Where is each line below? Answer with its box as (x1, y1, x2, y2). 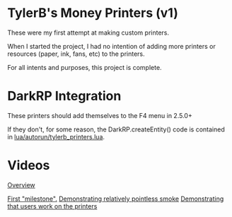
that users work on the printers (7, 201, 98, 210)
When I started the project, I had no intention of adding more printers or (7, 42, 216, 50)
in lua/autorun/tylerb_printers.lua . (7, 132, 105, 141)
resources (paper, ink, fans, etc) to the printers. (7, 49, 145, 58)
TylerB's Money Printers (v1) (7, 5, 178, 21)
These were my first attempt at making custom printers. (7, 28, 170, 37)
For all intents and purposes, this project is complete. (7, 63, 162, 71)
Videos (7, 158, 50, 174)
